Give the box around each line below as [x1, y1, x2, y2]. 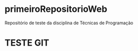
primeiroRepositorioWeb [4, 3, 107, 15]
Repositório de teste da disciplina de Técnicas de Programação [4, 20, 134, 26]
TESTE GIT [4, 37, 49, 49]
